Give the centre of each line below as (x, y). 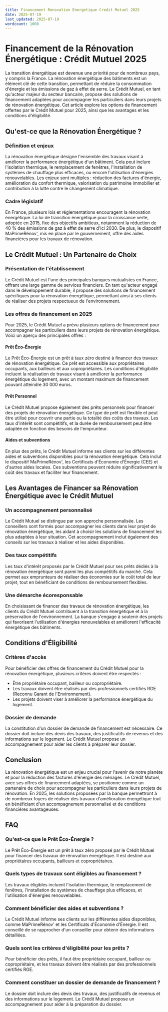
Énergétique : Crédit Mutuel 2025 (76, 59)
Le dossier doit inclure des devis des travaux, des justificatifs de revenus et (83, 993)
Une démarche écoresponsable (44, 595)
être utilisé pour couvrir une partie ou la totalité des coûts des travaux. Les (82, 418)
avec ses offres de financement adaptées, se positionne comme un (74, 783)
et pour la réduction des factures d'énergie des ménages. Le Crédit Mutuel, (83, 777)
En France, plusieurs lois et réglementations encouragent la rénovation (78, 212)
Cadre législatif (24, 201)
